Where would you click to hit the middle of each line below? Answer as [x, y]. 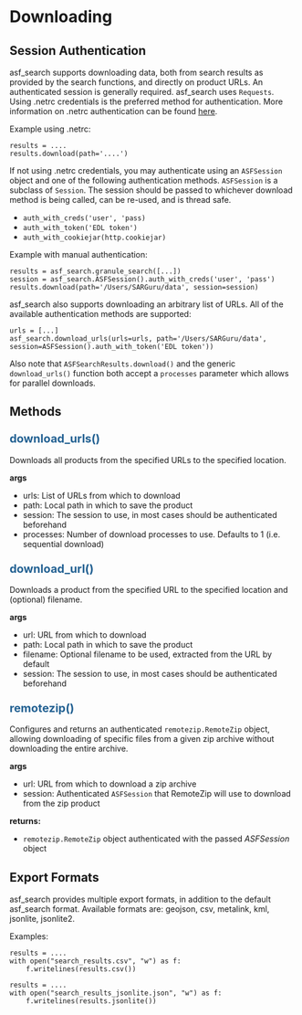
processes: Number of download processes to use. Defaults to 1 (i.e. [151, 534]
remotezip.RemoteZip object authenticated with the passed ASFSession [156, 839]
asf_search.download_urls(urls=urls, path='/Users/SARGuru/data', [138, 339]
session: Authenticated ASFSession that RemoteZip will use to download [157, 794]
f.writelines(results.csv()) [81, 969]
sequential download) [63, 544]
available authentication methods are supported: [100, 314]
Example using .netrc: [50, 129]
